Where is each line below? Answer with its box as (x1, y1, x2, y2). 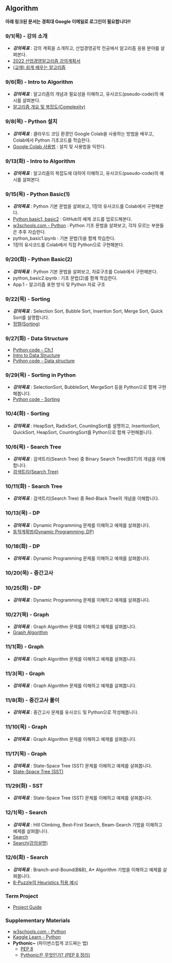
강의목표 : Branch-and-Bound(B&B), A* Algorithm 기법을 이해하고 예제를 (12, 867, 162, 873)
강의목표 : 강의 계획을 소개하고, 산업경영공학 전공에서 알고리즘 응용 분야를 (12, 45, 160, 51)
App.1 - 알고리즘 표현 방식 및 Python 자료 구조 (12, 281, 106, 287)
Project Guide (12, 904, 42, 910)
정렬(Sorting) (12, 321, 40, 327)
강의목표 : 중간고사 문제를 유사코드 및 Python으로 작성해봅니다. (12, 709, 139, 715)
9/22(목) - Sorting (5, 295, 50, 302)
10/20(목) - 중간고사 (5, 569, 53, 576)
